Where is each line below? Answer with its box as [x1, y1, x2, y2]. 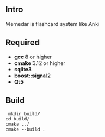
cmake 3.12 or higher [14, 59, 65, 67]
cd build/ [5, 116, 30, 122]
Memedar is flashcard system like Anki [5, 20, 100, 27]
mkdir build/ [8, 111, 41, 117]
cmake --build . [5, 126, 45, 132]
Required [5, 38, 40, 48]
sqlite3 [14, 66, 32, 73]
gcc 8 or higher [14, 53, 52, 60]
